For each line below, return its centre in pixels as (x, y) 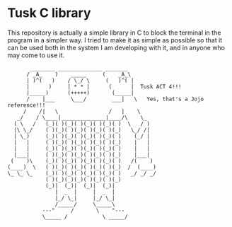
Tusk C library (49, 13)
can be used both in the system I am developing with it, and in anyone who (116, 47)
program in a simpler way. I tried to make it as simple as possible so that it (115, 40)
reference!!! (27, 105)
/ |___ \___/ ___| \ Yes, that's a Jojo (115, 99)
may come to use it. (36, 55)
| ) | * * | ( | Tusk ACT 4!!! (104, 86)
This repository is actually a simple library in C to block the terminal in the (114, 33)
